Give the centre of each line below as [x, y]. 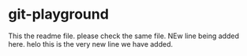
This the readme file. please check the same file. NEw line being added [123, 36]
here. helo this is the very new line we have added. [91, 44]
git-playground [58, 14]
